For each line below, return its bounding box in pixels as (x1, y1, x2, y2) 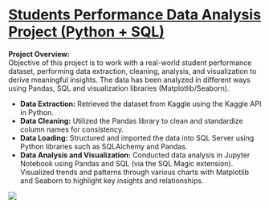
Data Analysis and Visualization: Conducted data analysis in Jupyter (19, 150, 251, 160)
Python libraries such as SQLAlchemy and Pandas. (19, 141, 188, 151)
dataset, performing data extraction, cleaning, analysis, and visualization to (8, 66, 257, 75)
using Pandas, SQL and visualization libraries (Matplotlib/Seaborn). (8, 83, 230, 93)
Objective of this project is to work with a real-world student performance (8, 58, 252, 67)
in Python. (19, 107, 54, 117)
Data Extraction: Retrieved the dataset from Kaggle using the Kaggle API (19, 99, 262, 108)
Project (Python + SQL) (8, 22, 165, 41)
